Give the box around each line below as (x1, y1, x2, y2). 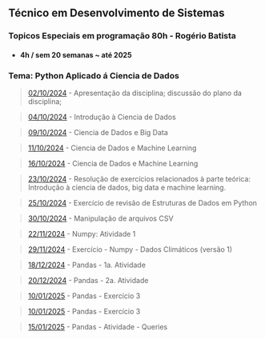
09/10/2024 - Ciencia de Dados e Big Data (27, 128, 168, 138)
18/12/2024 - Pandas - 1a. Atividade (27, 260, 147, 270)
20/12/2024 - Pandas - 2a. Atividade (27, 276, 149, 285)
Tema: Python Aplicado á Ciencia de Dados (8, 70, 180, 81)
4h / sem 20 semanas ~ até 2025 (19, 50, 132, 59)
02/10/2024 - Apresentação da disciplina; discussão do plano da (27, 88, 243, 98)
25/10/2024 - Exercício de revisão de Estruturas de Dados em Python (27, 198, 258, 208)
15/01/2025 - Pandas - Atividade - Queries (27, 322, 168, 332)
